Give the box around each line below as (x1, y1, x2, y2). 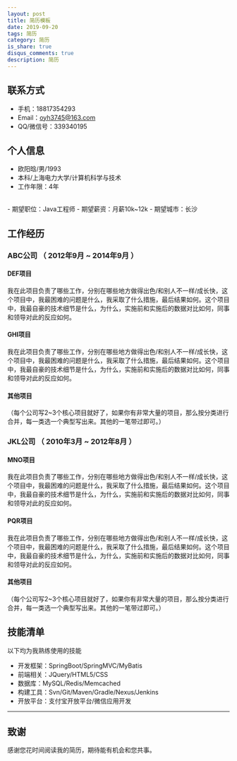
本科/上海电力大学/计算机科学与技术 (17, 174, 121, 182)
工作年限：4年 (17, 182, 59, 191)
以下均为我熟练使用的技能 (7, 646, 82, 654)
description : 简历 (7, 57, 59, 64)
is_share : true (7, 43, 52, 50)
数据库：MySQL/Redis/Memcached (17, 679, 121, 688)
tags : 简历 (7, 30, 37, 37)
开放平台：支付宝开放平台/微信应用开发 (17, 697, 132, 705)
